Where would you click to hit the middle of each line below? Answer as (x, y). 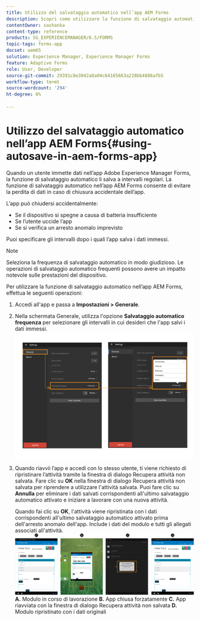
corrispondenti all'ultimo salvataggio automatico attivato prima (91, 517)
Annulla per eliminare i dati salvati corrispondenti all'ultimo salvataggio (102, 493)
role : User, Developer (34, 69)
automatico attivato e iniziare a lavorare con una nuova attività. (91, 500)
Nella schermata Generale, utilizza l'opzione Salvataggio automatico (99, 316)
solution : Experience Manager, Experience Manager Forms (78, 57)
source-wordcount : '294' (37, 88)
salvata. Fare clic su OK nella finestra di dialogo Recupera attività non (100, 481)
